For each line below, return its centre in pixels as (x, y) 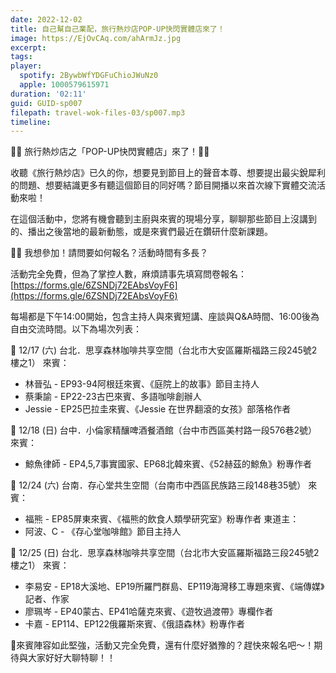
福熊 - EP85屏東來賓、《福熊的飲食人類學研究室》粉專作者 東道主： (162, 519)
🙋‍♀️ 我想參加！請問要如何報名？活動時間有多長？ (109, 253)
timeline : (31, 122)
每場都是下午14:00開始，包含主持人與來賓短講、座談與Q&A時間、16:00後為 (165, 317)
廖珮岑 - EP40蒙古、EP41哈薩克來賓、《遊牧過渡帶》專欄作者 (149, 612)
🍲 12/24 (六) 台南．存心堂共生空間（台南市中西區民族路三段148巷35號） (158, 485)
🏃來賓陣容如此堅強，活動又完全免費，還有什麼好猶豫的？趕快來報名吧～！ (162, 645)
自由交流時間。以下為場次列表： (76, 329)
